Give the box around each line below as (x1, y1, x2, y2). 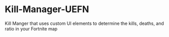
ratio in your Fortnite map (5, 25, 58, 31)
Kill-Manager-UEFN (5, 4, 89, 15)
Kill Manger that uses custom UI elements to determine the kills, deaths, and (5, 20, 164, 26)
